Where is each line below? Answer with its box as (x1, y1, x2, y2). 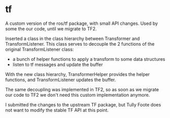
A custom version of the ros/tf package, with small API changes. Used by (5, 20, 158, 26)
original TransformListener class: (5, 46, 74, 52)
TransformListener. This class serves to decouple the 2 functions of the (5, 41, 155, 47)
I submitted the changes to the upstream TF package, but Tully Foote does (5, 101, 161, 107)
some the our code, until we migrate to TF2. (5, 25, 97, 31)
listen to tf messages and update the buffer (12, 61, 103, 67)
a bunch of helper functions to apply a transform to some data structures (12, 56, 165, 62)
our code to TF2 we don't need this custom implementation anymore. (5, 92, 150, 98)
